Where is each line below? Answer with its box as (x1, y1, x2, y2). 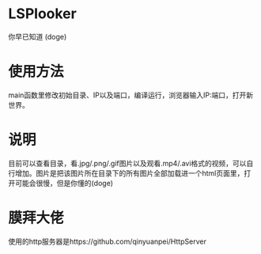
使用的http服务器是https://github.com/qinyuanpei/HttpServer (8, 237, 207, 246)
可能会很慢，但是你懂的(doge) (14, 178, 113, 188)
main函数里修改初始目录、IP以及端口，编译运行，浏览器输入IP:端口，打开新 (8, 90, 254, 100)
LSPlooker (8, 5, 77, 23)
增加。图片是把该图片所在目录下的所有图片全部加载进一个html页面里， (14, 168, 244, 178)
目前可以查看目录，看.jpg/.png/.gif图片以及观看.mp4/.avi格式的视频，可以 (8, 158, 247, 168)
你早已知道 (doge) (8, 32, 67, 41)
